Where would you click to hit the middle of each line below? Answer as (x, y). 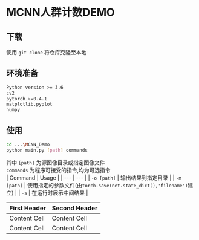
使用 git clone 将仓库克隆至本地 (47, 52)
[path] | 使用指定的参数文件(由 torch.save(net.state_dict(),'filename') (97, 185)
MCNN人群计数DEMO (60, 12)
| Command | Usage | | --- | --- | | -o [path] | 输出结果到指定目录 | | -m (94, 177)
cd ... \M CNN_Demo (28, 144)
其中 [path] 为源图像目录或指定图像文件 (56, 162)
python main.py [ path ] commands (47, 150)
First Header (28, 208)
